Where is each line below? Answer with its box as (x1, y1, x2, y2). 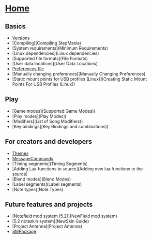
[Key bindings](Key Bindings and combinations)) (12, 123, 109, 129)
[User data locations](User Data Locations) (12, 61, 98, 66)
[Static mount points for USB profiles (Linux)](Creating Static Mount (12, 76, 147, 82)
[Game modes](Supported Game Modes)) (12, 108, 96, 114)
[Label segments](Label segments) (12, 181, 82, 187)
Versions (12, 35, 30, 41)
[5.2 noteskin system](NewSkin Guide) (12, 218, 89, 224)
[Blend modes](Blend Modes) (12, 176, 71, 182)
